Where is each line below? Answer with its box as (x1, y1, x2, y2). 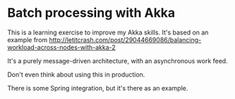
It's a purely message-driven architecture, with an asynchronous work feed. (7, 56, 228, 65)
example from (7, 35, 48, 44)
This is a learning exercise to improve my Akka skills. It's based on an (7, 28, 209, 37)
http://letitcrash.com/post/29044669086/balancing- (49, 35, 202, 44)
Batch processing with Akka (7, 5, 176, 21)
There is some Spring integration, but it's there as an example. (7, 84, 188, 92)
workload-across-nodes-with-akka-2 (7, 43, 116, 51)
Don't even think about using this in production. (7, 70, 145, 79)
